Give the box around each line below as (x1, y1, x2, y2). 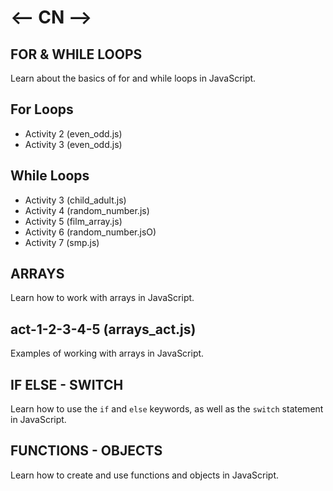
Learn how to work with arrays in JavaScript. (10, 292, 195, 304)
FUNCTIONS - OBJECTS (10, 442, 163, 460)
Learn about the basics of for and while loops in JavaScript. (10, 72, 257, 84)
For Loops (10, 101, 74, 118)
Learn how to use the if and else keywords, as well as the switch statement (10, 403, 324, 415)
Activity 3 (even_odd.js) (24, 138, 123, 150)
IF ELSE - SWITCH (10, 376, 124, 393)
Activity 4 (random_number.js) (24, 204, 150, 216)
